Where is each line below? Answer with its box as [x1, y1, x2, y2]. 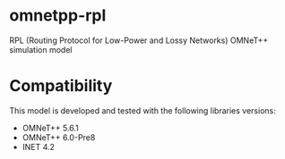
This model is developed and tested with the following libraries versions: [9, 105, 276, 116]
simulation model [9, 44, 73, 54]
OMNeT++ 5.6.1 [22, 122, 79, 133]
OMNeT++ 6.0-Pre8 [22, 131, 96, 143]
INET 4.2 [22, 141, 56, 152]
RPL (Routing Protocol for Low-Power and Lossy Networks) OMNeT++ [9, 35, 269, 46]
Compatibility [9, 76, 113, 96]
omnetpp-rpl [9, 5, 107, 26]
